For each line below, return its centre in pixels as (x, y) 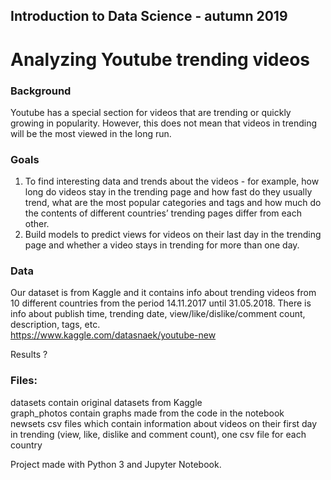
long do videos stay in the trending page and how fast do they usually (168, 192)
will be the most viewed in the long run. (91, 133)
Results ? (29, 355)
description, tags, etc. (55, 325)
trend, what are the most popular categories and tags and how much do (173, 203)
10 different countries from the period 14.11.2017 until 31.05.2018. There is (161, 303)
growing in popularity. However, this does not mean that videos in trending (163, 123)
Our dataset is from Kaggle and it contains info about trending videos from (163, 293)
